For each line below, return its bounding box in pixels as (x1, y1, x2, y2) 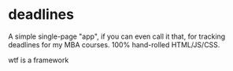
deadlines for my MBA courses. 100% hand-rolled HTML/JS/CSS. (8, 39, 220, 49)
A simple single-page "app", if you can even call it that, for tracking (8, 32, 226, 41)
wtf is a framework (8, 55, 69, 65)
